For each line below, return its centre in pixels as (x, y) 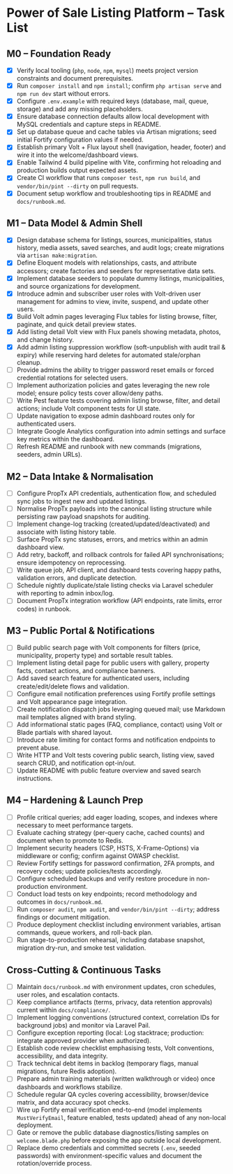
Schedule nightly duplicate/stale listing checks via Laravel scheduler (115, 586)
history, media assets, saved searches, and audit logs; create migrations (120, 248)
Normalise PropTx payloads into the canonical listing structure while (114, 509)
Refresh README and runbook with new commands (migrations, (109, 447)
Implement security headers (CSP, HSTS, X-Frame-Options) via (108, 848)
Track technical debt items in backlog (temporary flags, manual (107, 1063)
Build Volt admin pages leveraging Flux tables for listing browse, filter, (117, 316)
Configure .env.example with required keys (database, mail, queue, (112, 101)
